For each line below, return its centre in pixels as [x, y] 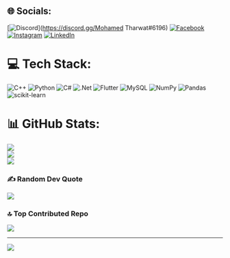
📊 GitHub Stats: [54, 124]
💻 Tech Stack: [49, 64]
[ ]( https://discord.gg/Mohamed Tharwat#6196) [88, 27]
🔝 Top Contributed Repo [48, 214]
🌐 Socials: [29, 11]
